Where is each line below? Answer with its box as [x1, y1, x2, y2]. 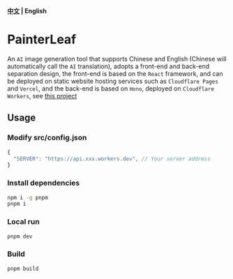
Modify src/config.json [7, 133, 87, 142]
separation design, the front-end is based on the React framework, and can [7, 69, 223, 77]
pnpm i [7, 200, 27, 208]
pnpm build [7, 265, 39, 272]
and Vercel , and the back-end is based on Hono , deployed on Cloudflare [7, 84, 215, 93]
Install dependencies [7, 178, 80, 188]
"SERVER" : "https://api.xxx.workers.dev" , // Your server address [13, 155, 211, 163]
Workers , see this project [7, 91, 77, 100]
